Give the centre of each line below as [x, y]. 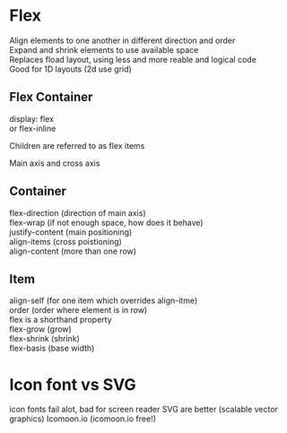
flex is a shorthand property [61, 320]
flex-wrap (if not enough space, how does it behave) [106, 222]
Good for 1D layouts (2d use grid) [70, 69]
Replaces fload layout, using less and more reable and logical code [133, 59]
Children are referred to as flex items [77, 145]
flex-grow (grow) [40, 329]
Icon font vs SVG [73, 384]
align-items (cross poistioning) [66, 241]
